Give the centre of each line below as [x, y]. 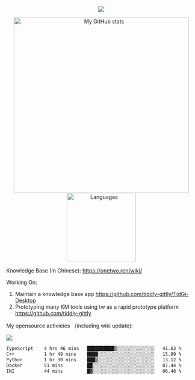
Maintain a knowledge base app [54, 294]
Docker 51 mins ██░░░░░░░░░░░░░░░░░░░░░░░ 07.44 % [94, 366]
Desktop [25, 300]
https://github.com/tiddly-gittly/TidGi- [142, 294]
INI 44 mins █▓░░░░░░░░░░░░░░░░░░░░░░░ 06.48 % [94, 371]
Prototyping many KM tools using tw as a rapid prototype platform [97, 307]
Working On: [22, 282]
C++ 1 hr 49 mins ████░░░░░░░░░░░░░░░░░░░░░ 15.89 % [94, 354]
